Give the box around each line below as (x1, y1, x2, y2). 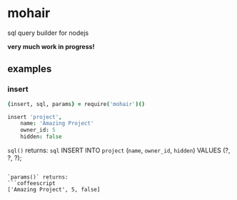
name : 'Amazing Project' (20, 120, 94, 127)
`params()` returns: (7, 174, 69, 181)
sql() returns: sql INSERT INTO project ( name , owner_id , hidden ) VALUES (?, (7, 146, 231, 154)
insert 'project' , (7, 113, 62, 120)
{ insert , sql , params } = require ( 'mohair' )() (7, 100, 145, 107)
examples (7, 63, 52, 75)
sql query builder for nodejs (7, 28, 89, 37)
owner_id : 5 (20, 127, 56, 134)
